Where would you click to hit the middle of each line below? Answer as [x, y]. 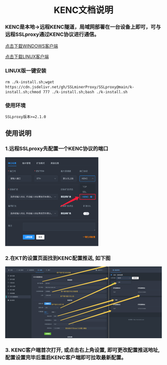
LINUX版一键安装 [26, 71]
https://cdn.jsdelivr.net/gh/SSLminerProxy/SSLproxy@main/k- [70, 87]
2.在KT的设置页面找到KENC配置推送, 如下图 [58, 258]
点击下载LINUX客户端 [27, 57]
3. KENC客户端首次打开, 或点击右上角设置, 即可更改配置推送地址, [83, 350]
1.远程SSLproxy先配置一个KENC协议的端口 [57, 148]
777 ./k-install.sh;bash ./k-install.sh [85, 92]
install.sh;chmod [23, 92]
